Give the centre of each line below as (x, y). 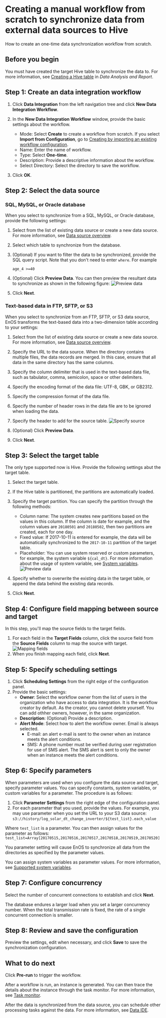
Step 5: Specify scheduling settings (61, 669)
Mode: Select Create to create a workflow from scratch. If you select (90, 134)
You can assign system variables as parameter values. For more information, (83, 862)
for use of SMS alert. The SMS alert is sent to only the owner (89, 750)
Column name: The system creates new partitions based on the (84, 516)
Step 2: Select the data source (52, 190)
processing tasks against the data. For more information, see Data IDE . (77, 1010)
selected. (29, 728)
